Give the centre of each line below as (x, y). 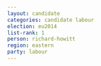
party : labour (28, 52)
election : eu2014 (32, 26)
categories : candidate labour (51, 20)
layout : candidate (34, 13)
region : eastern (30, 45)
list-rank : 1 (26, 33)
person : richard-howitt (42, 39)
